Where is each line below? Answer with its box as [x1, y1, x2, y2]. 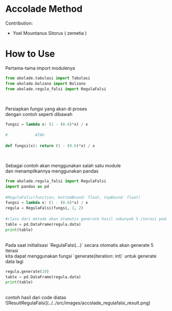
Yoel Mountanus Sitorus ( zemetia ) [12, 30, 87, 36]
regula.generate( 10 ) [5, 269, 50, 274]
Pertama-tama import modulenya [5, 65, 75, 71]
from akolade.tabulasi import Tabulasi [5, 75, 91, 81]
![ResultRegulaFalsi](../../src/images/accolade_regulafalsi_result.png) [5, 300, 150, 306]
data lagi [5, 258, 24, 264]
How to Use [5, 48, 55, 60]
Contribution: [5, 20, 33, 26]
